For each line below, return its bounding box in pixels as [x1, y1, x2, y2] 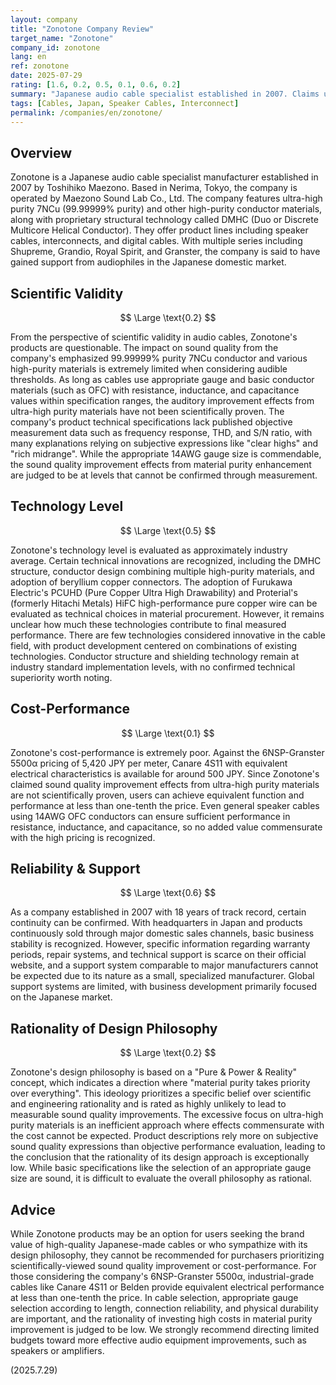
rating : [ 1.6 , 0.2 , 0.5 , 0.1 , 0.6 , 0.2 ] [10, 80, 182, 90]
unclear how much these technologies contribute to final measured [10, 618, 287, 630]
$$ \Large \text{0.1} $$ [121, 727, 215, 739]
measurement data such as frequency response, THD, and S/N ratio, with [10, 427, 313, 438]
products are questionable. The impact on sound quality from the [10, 342, 279, 353]
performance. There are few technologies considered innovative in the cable [10, 629, 326, 641]
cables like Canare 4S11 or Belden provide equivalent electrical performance [10, 1281, 325, 1293]
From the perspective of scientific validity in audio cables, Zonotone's [10, 331, 298, 343]
